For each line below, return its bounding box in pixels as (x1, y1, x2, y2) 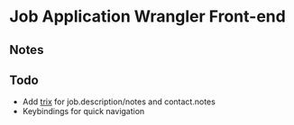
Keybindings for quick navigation (22, 106, 145, 117)
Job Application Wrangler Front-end (9, 6, 286, 27)
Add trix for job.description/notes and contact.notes (22, 96, 216, 107)
